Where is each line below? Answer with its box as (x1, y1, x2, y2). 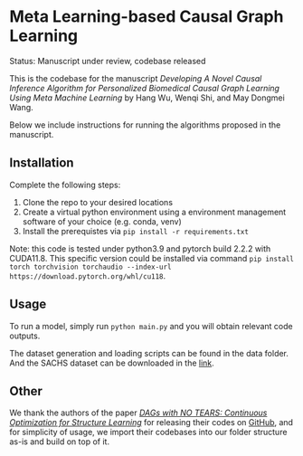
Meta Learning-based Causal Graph (9, 6, 284, 27)
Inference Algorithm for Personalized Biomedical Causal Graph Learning (9, 82, 280, 93)
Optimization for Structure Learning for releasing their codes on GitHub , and (9, 417, 294, 428)
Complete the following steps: (9, 179, 121, 190)
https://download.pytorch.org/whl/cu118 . (9, 270, 166, 281)
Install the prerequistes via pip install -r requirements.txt (22, 225, 249, 236)
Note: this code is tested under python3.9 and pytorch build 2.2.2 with (9, 242, 271, 254)
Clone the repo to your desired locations (22, 196, 174, 207)
